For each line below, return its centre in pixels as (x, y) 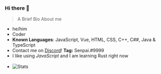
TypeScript (24, 45)
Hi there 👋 (17, 8)
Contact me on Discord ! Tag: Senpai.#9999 (58, 51)
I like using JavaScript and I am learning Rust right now (70, 56)
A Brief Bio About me (39, 19)
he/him (20, 29)
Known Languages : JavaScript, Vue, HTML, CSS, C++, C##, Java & (84, 40)
